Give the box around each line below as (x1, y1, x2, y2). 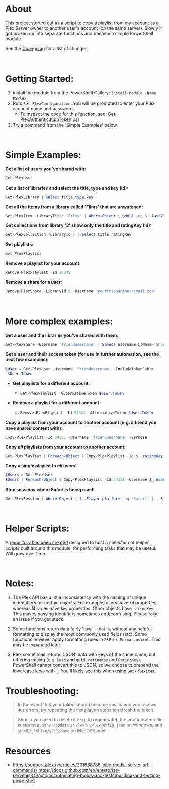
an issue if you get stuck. (12, 616, 65, 622)
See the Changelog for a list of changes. (5, 45, 89, 51)
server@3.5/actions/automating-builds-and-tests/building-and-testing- (12, 772, 161, 779)
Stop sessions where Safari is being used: (5, 486, 95, 492)
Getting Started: (5, 73, 74, 85)
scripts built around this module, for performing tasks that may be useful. (5, 545, 157, 551)
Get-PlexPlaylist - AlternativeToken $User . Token (20, 391, 124, 396)
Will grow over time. (5, 550, 47, 556)
